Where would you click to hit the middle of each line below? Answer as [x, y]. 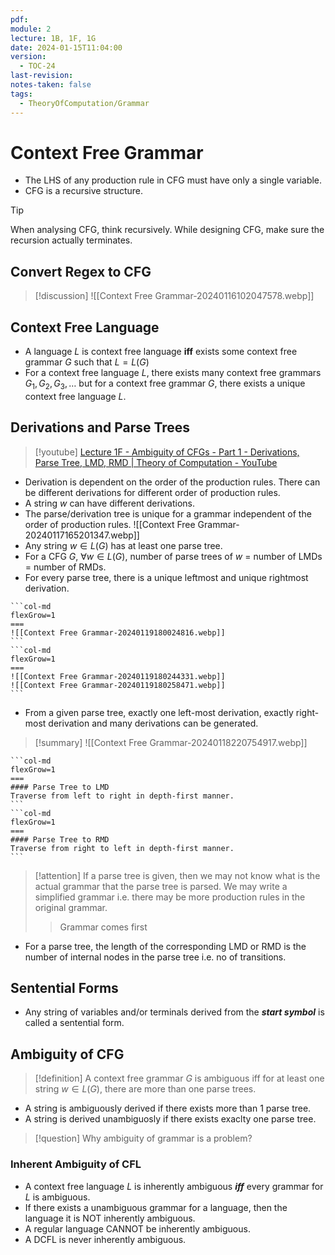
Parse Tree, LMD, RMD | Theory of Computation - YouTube [156, 462]
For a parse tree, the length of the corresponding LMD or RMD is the [165, 946]
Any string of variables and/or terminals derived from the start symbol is [174, 1012]
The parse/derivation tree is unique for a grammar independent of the [168, 513]
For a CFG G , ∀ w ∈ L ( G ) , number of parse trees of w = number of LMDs [173, 556]
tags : [21, 94]
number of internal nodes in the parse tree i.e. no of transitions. [155, 957]
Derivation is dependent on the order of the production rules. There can [172, 482]
